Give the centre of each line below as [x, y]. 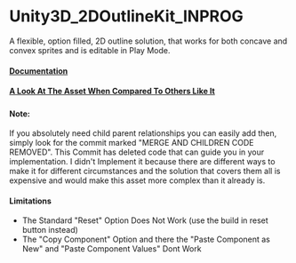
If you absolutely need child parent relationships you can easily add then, [143, 133]
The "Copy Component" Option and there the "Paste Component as [146, 239]
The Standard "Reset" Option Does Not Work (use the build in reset [145, 220]
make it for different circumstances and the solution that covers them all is [145, 171]
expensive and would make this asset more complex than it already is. [137, 180]
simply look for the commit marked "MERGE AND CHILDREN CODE [132, 143]
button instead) [50, 230]
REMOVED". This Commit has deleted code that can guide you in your [137, 152]
